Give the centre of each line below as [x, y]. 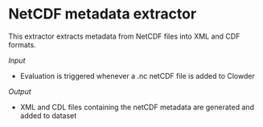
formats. [22, 44]
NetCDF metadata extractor [103, 14]
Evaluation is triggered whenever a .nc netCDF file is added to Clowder [137, 76]
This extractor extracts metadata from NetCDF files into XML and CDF [124, 36]
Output [20, 91]
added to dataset [48, 115]
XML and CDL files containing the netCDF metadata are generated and [137, 107]
